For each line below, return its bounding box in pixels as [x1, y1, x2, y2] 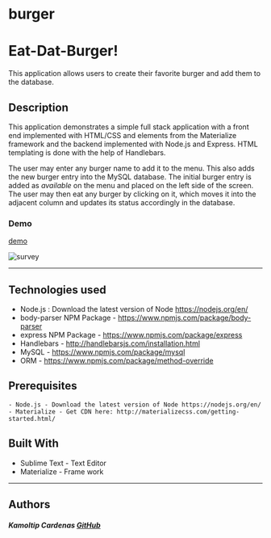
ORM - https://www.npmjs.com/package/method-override [19, 356, 214, 366]
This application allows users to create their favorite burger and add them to [8, 69, 261, 78]
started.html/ [8, 414, 56, 422]
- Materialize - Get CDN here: [8, 407, 114, 416]
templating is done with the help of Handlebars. [8, 147, 166, 158]
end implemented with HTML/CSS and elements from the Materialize [8, 130, 237, 140]
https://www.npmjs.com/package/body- [118, 313, 252, 323]
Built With [8, 437, 59, 451]
